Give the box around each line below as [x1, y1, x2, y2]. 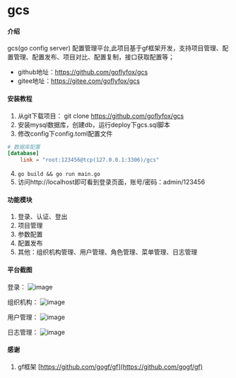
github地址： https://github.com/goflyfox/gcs [17, 68, 148, 77]
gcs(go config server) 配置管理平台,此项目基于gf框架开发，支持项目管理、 [7, 44, 223, 52]
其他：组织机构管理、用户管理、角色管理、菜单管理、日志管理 [17, 248, 198, 257]
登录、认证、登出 [17, 212, 68, 221]
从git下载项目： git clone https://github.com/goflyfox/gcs [17, 111, 184, 120]
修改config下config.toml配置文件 [17, 129, 113, 138]
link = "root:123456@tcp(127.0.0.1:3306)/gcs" [20, 157, 160, 164]
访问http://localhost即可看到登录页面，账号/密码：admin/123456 [17, 178, 206, 187]
